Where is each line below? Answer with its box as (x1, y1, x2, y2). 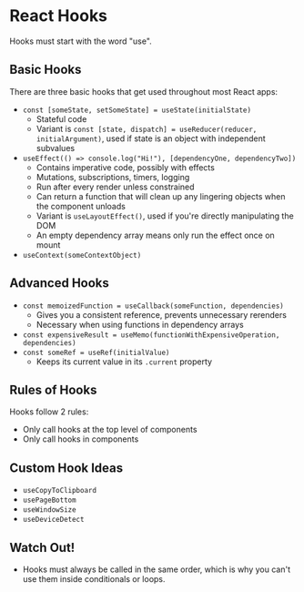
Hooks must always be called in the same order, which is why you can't (22, 564, 291, 575)
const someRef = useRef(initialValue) (22, 348, 170, 357)
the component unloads (35, 200, 126, 211)
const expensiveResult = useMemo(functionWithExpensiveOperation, (22, 330, 280, 340)
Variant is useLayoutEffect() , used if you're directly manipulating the (35, 210, 294, 221)
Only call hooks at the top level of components (22, 424, 198, 435)
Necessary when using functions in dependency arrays (35, 319, 244, 330)
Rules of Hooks (9, 382, 97, 397)
